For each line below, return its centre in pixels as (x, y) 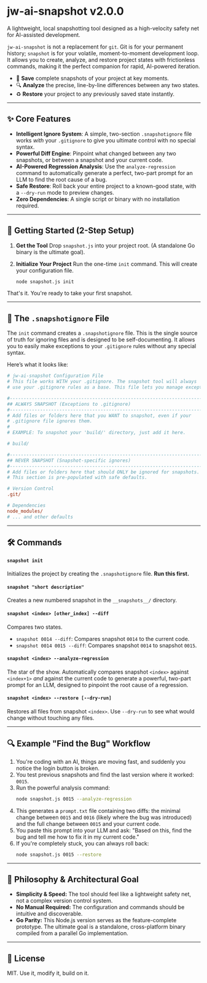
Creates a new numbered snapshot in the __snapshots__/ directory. (92, 600)
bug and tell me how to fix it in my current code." (77, 837)
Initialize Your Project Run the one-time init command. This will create (107, 264)
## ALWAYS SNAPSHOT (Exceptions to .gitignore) (69, 404)
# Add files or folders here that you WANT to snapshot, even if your (99, 416)
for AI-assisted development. (44, 34)
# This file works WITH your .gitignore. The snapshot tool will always (102, 382)
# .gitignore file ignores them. (50, 421)
